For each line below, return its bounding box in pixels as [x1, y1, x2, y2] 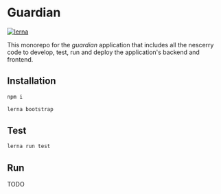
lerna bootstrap [7, 106, 54, 112]
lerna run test [7, 143, 51, 150]
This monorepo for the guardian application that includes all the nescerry [7, 40, 214, 49]
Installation [7, 75, 56, 87]
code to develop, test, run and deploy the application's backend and [7, 48, 200, 56]
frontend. [7, 55, 34, 63]
